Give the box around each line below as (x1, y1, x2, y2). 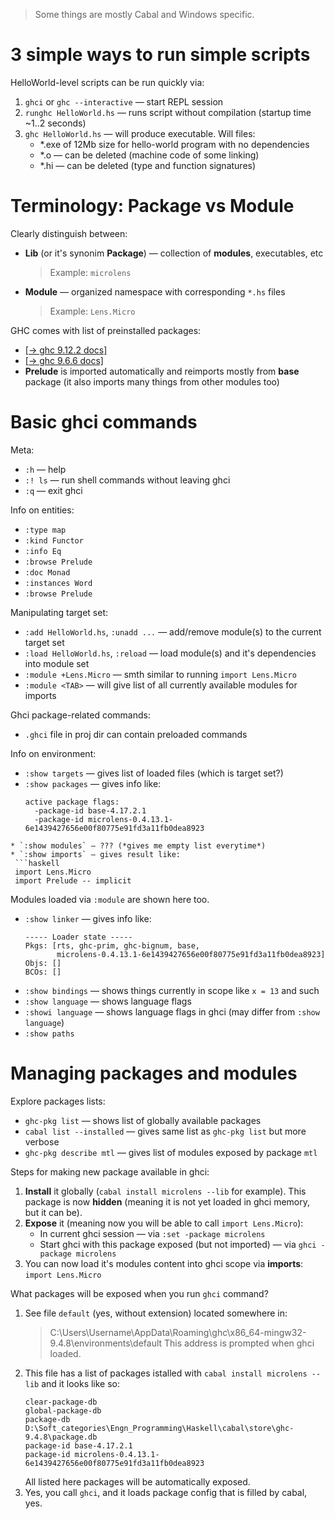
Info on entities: (10, 504, 75, 516)
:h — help (24, 463, 67, 475)
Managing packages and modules (10, 1062, 298, 1084)
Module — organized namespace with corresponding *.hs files (24, 285, 286, 298)
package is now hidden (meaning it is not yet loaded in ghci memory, (24, 1195, 311, 1208)
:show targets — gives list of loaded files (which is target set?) (24, 767, 284, 779)
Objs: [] (24, 958, 62, 968)
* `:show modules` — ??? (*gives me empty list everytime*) (10, 840, 267, 851)
